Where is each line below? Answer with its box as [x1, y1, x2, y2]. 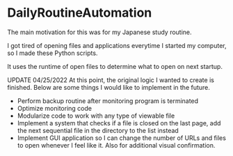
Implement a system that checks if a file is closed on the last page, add [17, 118, 221, 127]
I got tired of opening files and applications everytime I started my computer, [7, 41, 227, 49]
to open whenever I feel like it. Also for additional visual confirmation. [17, 141, 216, 149]
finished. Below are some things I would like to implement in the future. [7, 83, 211, 91]
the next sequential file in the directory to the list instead [17, 126, 179, 134]
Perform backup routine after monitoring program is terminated [17, 96, 199, 105]
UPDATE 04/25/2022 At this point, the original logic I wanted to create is [7, 75, 214, 84]
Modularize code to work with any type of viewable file [17, 111, 175, 120]
